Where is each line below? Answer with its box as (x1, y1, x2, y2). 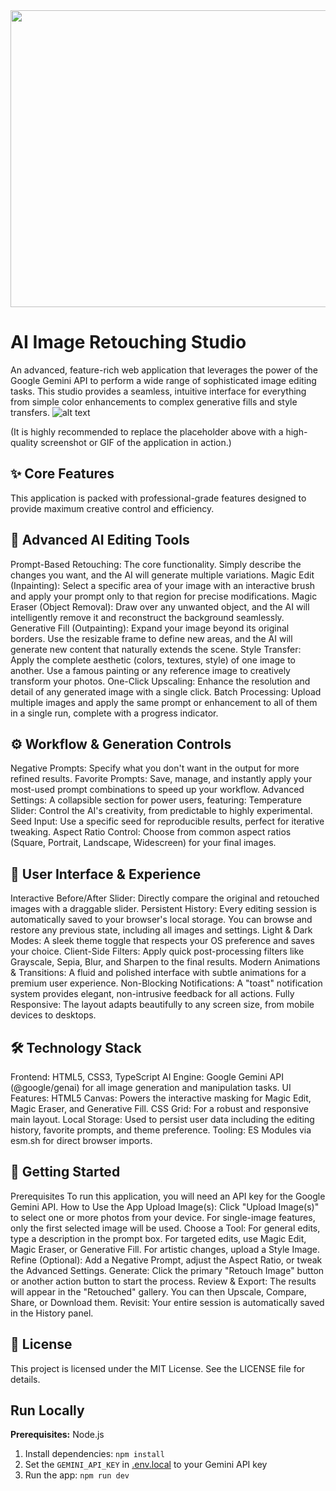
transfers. (10, 406, 50, 418)
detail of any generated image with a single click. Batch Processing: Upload (10, 685, 322, 698)
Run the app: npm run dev (24, 1469, 130, 1481)
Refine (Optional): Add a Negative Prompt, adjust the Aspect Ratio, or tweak (10, 1254, 323, 1266)
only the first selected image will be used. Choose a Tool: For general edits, (10, 1222, 321, 1234)
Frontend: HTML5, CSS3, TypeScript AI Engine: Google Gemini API (10, 1071, 284, 1083)
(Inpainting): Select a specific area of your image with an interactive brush (10, 579, 316, 591)
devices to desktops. (10, 1009, 97, 1021)
